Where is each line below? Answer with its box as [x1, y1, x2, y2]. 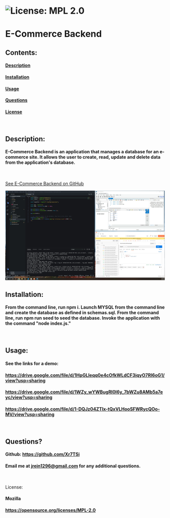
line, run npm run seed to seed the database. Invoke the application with [5, 315, 160, 321]
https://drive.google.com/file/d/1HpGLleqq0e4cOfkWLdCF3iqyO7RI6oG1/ [5, 372, 165, 378]
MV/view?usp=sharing [5, 411, 55, 417]
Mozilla [5, 496, 21, 502]
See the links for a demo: [5, 361, 59, 367]
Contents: [5, 48, 37, 57]
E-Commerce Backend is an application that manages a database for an [5, 149, 159, 155]
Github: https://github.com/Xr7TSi [5, 451, 80, 457]
